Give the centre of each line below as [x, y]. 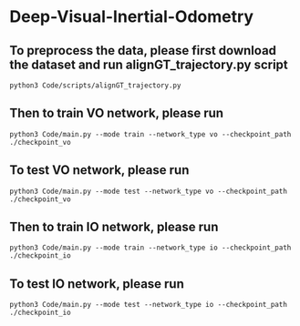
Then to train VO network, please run [117, 113]
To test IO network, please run [97, 284]
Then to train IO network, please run [114, 227]
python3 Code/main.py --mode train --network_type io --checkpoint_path [150, 248]
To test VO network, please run [99, 170]
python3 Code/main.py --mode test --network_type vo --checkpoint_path [148, 191]
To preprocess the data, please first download [143, 51]
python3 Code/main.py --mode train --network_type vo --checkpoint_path [150, 134]
